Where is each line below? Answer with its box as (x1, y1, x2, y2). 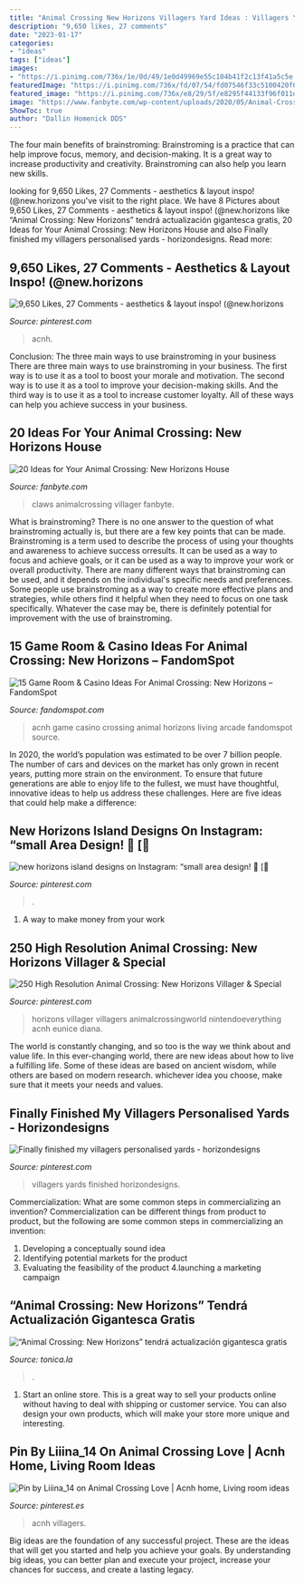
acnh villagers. (31, 1517, 87, 1528)
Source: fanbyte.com (9, 481, 89, 492)
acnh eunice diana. (31, 1023, 103, 1034)
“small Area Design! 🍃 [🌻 (9, 837, 151, 853)
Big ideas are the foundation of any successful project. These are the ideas (9, 1535, 290, 1546)
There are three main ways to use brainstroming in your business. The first (9, 360, 288, 372)
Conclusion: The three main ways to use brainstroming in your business (9, 351, 277, 362)
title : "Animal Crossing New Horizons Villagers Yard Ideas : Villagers (9, 13, 290, 23)
